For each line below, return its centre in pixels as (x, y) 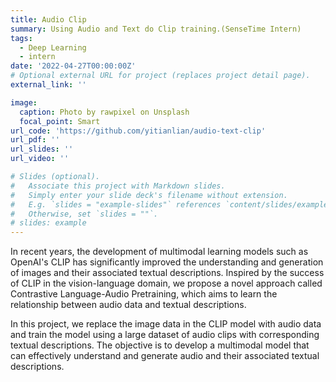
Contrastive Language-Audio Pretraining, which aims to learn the (144, 294)
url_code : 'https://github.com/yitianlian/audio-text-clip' (138, 131)
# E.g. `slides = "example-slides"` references (116, 204)
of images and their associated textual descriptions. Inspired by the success (167, 273)
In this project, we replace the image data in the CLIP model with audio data (166, 324)
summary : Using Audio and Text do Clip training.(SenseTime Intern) (156, 29)
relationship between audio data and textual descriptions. (128, 305)
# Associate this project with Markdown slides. (118, 186)
